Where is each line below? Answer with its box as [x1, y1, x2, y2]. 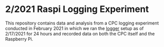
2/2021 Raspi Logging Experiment [5, 3, 149, 15]
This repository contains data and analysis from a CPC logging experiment [5, 20, 159, 26]
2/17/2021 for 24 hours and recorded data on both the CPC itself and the [5, 30, 155, 36]
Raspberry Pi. [5, 36, 34, 42]
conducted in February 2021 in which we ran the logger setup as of [5, 25, 144, 31]
